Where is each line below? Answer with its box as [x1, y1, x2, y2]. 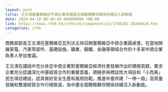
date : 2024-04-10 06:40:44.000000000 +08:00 [5, 16, 99, 21]
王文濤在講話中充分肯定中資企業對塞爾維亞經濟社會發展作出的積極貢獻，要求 [5, 63, 163, 69]
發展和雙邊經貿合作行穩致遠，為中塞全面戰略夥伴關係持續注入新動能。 [5, 82, 150, 88]
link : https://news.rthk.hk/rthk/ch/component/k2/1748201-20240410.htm [5, 21, 157, 26]
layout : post [5, 7, 32, 12]
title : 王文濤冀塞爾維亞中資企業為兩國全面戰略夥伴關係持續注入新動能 [5, 12, 132, 17]
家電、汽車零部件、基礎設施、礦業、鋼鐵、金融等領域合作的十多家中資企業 [9, 46, 163, 52]
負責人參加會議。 [5, 53, 40, 59]
